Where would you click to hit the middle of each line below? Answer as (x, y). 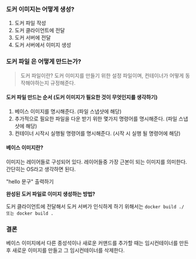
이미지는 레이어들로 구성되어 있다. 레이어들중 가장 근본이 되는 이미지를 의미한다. (97, 162)
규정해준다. (63, 82)
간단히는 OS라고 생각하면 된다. (41, 169)
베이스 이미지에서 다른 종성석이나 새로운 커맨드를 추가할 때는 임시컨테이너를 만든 (97, 243)
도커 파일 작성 (30, 23)
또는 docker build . (30, 213)
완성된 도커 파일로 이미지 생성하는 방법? (51, 194)
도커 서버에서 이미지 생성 (43, 45)
